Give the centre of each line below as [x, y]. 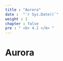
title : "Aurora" [23, 10]
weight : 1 [16, 19]
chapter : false [22, 24]
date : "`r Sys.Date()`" [32, 14]
